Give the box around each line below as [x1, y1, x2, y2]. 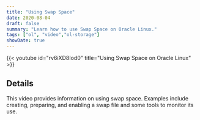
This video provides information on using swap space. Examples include [6, 94, 188, 102]
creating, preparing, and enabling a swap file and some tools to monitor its [6, 101, 194, 108]
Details [6, 78, 34, 89]
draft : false [6, 20, 40, 26]
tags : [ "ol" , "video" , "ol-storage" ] [6, 32, 100, 38]
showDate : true [6, 37, 45, 43]
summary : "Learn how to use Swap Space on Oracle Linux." [6, 26, 157, 32]
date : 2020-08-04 [6, 15, 51, 21]
